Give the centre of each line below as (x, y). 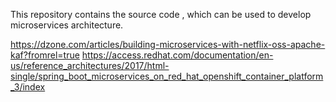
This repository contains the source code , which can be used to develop (161, 14)
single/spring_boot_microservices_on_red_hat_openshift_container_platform (167, 76)
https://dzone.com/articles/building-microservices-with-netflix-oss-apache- (168, 44)
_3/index (28, 87)
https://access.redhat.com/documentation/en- (177, 55)
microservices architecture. (67, 25)
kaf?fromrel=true (45, 55)
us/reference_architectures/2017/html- (90, 65)
